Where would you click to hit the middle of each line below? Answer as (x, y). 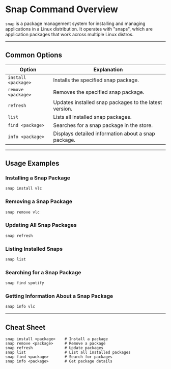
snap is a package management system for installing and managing (76, 23)
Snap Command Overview (62, 9)
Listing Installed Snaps (34, 249)
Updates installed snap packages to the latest (108, 102)
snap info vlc (20, 307)
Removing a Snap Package (39, 201)
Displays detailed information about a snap (104, 134)
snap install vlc (24, 189)
